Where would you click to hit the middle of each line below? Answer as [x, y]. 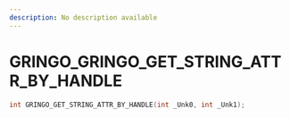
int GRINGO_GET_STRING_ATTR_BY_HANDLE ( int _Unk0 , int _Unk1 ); [127, 105]
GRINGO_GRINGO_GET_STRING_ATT [145, 61]
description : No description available [83, 17]
